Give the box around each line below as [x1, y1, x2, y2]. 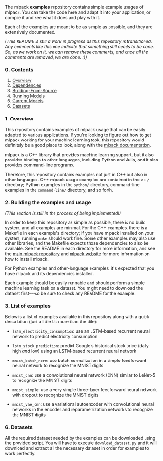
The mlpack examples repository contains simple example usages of [5, 4, 144, 10]
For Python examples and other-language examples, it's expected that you [5, 265, 155, 271]
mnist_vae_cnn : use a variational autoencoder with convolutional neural [12, 401, 154, 407]
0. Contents [5, 66, 34, 73]
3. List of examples [5, 302, 51, 309]
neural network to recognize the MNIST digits [12, 363, 104, 369]
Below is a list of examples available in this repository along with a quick [5, 314, 150, 320]
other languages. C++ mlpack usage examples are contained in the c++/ [5, 177, 150, 182]
